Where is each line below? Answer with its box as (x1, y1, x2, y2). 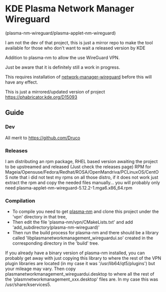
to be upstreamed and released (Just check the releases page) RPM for (5, 164, 151, 170)
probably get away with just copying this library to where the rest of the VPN (5, 255, 162, 261)
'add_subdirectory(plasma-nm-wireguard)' (12, 224, 100, 230)
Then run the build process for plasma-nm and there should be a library (12, 230, 159, 236)
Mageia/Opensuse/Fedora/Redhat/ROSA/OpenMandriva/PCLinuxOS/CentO (5, 169, 159, 175)
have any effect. (5, 79, 38, 85)
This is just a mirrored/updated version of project (5, 89, 105, 95)
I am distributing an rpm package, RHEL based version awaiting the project (5, 158, 158, 164)
